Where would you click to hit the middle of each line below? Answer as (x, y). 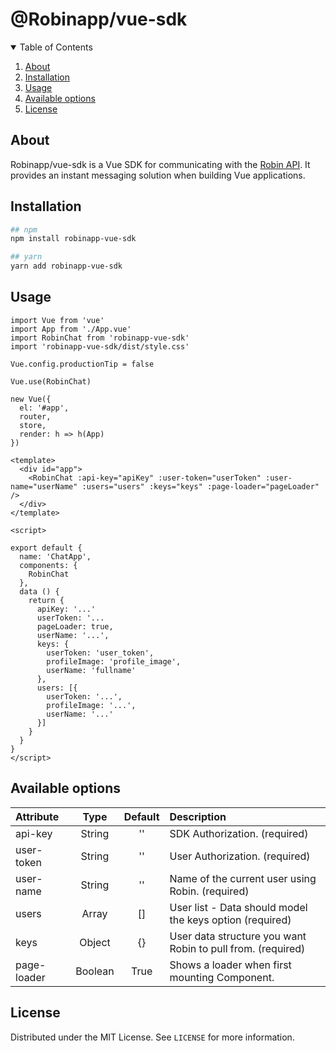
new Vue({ (31, 399)
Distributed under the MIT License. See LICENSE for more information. (152, 1037)
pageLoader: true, (75, 626)
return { (46, 600)
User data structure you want (238, 936)
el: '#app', (44, 408)
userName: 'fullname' (91, 670)
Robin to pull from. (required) (237, 948)
